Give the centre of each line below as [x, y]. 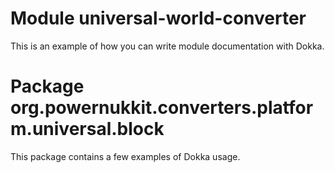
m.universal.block [87, 129]
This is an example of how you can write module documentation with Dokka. [167, 46]
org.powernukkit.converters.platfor [162, 108]
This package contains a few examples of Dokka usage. [125, 156]
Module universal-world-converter [158, 18]
